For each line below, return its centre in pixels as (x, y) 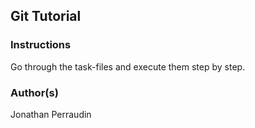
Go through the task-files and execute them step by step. (128, 66)
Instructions (41, 45)
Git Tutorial (46, 16)
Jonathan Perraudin (51, 114)
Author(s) (34, 92)
